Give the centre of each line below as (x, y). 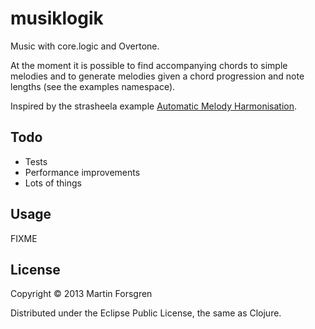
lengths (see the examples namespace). (93, 86)
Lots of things (53, 183)
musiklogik (57, 18)
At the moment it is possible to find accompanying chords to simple (149, 65)
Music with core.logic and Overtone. (85, 46)
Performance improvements (82, 172)
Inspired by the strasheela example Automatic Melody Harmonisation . (153, 106)
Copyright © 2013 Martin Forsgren (81, 294)
